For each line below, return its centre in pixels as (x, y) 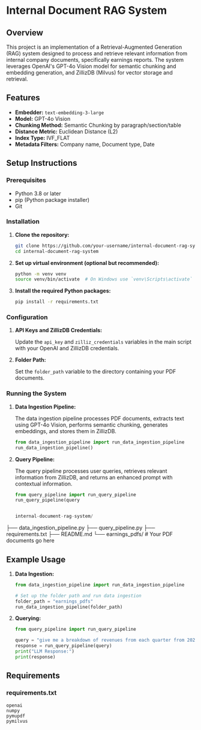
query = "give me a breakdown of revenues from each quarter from (100, 640)
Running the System (37, 394)
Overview (25, 33)
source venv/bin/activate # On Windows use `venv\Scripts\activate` (104, 279)
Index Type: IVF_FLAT (42, 138)
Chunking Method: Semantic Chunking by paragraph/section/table (98, 125)
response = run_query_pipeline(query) (63, 646)
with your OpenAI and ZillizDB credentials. (67, 348)
